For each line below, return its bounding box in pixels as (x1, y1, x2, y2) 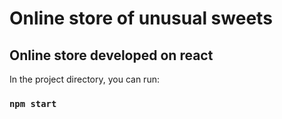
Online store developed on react (9, 47, 214, 64)
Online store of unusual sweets (9, 7, 273, 30)
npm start (9, 98, 57, 109)
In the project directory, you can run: (9, 73, 160, 85)
